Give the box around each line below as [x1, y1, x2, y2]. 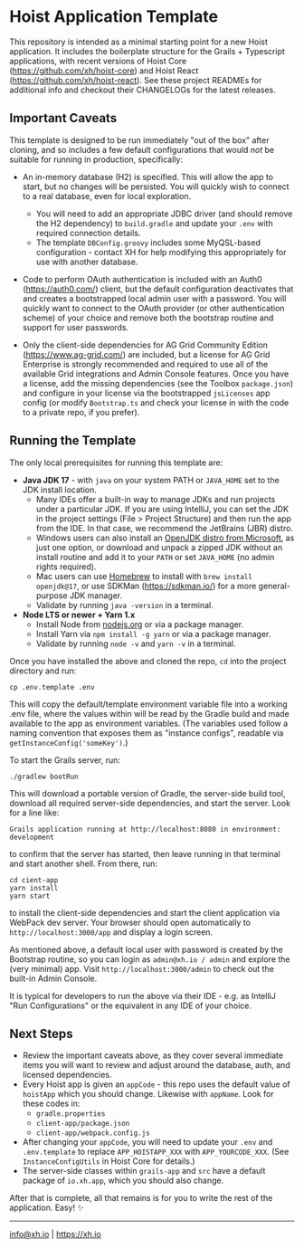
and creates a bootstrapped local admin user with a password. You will [22, 292, 287, 304]
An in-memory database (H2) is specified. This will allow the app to [22, 171, 274, 182]
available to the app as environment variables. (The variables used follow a [9, 718, 289, 729]
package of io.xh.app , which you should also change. [22, 1175, 224, 1186]
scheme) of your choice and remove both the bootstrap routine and [22, 312, 274, 323]
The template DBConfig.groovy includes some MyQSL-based [35, 237, 261, 248]
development [9, 833, 54, 842]
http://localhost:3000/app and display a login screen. [9, 926, 214, 938]
